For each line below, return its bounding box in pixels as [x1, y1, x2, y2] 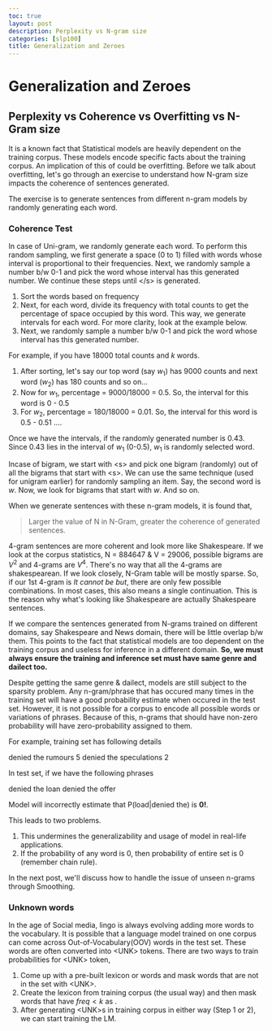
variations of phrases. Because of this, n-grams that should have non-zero [8, 712, 258, 722]
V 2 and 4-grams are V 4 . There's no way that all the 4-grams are [8, 559, 222, 570]
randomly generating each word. [8, 202, 118, 212]
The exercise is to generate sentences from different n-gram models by [8, 194, 248, 204]
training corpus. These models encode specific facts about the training [8, 152, 246, 163]
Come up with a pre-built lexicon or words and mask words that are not [19, 971, 259, 981]
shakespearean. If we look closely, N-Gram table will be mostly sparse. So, [8, 568, 259, 578]
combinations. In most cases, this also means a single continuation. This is [8, 586, 258, 596]
